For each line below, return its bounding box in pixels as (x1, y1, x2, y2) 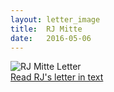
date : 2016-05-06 (10, 33, 92, 43)
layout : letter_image (10, 14, 101, 25)
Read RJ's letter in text (10, 71, 104, 83)
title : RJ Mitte (10, 24, 83, 34)
